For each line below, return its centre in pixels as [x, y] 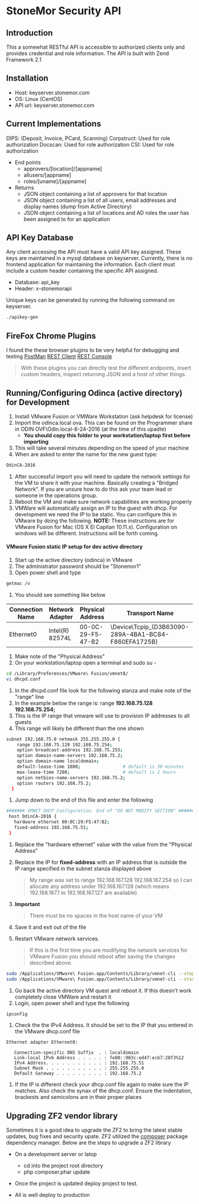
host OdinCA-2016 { [33, 817]
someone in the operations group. [56, 495]
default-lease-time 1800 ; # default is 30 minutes [100, 767]
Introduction [30, 33]
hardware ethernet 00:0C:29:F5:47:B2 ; [62, 822]
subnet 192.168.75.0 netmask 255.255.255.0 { [63, 739]
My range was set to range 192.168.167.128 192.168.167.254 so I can [111, 880]
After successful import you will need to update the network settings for [102, 476]
